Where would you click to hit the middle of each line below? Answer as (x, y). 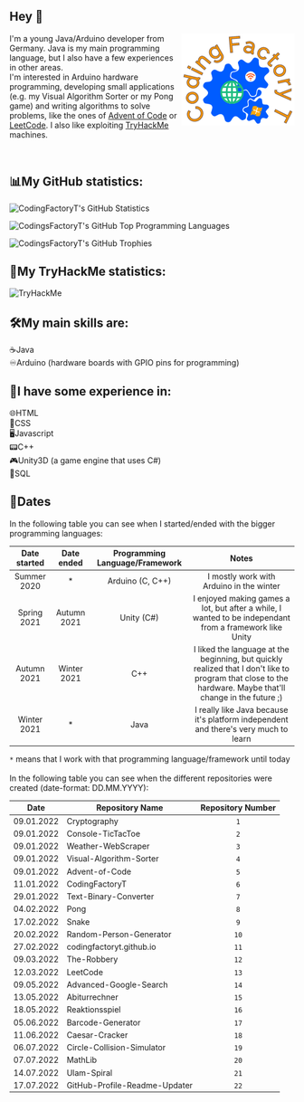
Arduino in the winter (241, 585)
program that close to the (242, 679)
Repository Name (130, 808)
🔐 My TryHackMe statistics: (88, 272)
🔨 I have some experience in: (90, 391)
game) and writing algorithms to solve (80, 106)
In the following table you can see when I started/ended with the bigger (142, 523)
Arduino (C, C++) (139, 581)
